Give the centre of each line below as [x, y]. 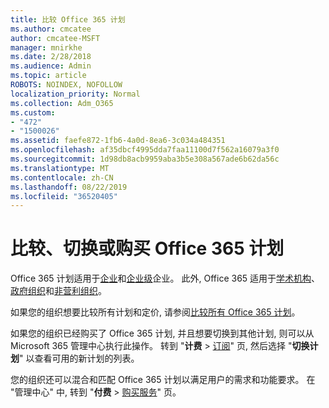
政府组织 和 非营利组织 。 [58, 291]
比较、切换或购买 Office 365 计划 [147, 248]
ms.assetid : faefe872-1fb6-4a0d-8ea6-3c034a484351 [118, 141]
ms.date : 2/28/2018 [51, 57]
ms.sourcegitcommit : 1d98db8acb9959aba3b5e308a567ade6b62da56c [145, 159]
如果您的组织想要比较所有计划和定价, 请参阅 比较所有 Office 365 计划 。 [155, 312]
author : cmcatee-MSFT [55, 38]
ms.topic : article [48, 76]
